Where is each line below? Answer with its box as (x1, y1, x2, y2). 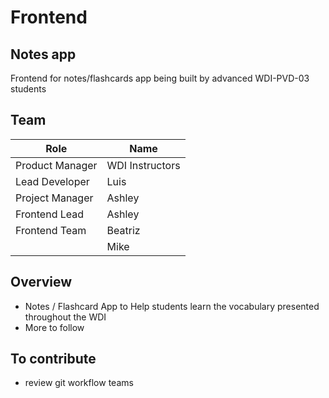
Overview (10, 274, 73, 291)
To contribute (10, 351, 97, 368)
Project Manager (15, 191, 94, 205)
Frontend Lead (15, 207, 85, 221)
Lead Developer (15, 174, 90, 188)
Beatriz (106, 223, 141, 237)
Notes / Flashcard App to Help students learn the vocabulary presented (24, 300, 320, 312)
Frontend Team (15, 223, 87, 237)
